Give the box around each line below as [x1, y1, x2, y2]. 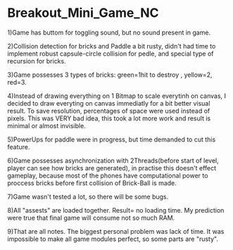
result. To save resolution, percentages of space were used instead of [7, 106, 210, 115]
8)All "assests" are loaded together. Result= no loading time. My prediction [7, 206, 225, 214]
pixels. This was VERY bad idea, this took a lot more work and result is [7, 114, 211, 123]
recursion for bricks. [7, 56, 66, 65]
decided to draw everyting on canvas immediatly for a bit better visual [7, 99, 210, 107]
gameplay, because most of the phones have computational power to [7, 171, 208, 180]
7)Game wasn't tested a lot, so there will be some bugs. [7, 192, 169, 201]
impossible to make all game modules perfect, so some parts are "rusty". [7, 235, 218, 243]
